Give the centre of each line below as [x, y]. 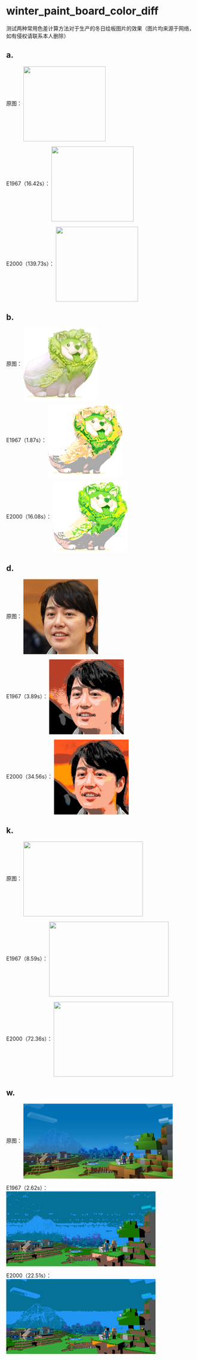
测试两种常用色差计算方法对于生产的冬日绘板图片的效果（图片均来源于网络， [100, 28]
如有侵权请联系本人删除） [38, 36]
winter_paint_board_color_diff [82, 11]
